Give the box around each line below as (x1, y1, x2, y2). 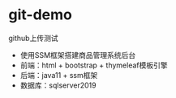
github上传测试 (8, 33, 58, 43)
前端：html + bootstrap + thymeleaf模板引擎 (19, 60, 168, 70)
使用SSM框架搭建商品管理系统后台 (19, 50, 136, 59)
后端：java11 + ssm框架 (19, 70, 98, 80)
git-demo (8, 6, 73, 24)
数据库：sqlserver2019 (19, 80, 97, 90)
